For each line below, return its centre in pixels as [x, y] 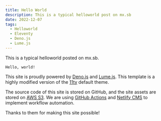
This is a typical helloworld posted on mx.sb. [52, 58]
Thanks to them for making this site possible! [53, 112]
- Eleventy [21, 34]
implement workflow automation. [40, 103]
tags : [11, 24]
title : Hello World [26, 10]
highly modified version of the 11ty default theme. [57, 82]
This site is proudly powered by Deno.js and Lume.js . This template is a [80, 77]
